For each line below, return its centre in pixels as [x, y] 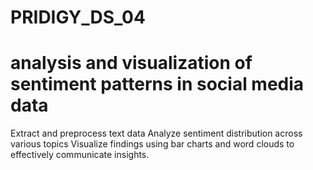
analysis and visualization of [131, 63]
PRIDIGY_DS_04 [78, 17]
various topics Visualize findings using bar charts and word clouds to [152, 144]
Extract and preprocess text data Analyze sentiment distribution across [156, 133]
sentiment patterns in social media [157, 84]
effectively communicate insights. [80, 155]
